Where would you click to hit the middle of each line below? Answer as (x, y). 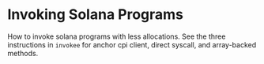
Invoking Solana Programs (95, 15)
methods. (23, 53)
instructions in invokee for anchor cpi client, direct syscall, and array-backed (132, 44)
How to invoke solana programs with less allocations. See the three (117, 36)
